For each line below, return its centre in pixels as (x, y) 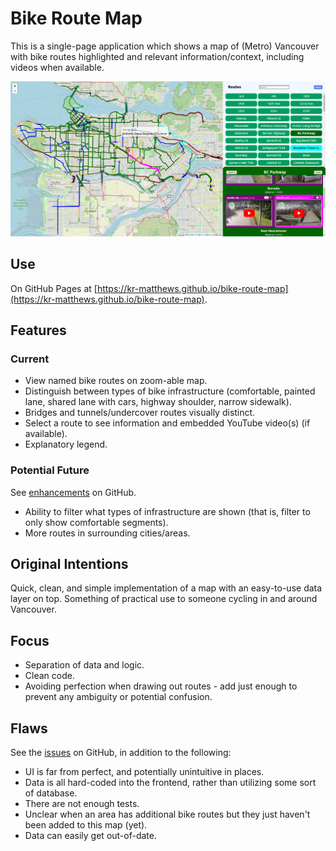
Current (30, 359)
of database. (51, 793)
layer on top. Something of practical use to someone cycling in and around (164, 599)
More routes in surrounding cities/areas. (107, 533)
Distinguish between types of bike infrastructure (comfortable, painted (170, 391)
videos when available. (57, 67)
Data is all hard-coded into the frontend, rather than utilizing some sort (170, 782)
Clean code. (49, 676)
